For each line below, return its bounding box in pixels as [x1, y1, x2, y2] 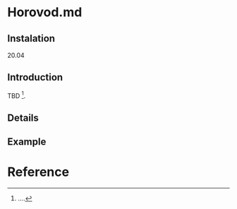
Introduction [7, 71, 63, 83]
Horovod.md [7, 4, 83, 20]
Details [7, 112, 39, 124]
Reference [7, 164, 69, 180]
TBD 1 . [7, 90, 26, 100]
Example [7, 136, 47, 148]
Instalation [7, 32, 55, 44]
